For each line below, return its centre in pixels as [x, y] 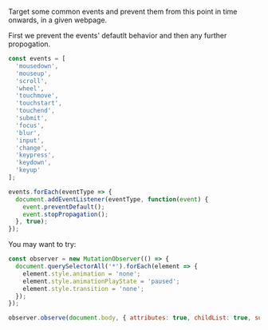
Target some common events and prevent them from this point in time [123, 12]
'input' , [30, 140]
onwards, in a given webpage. [58, 20]
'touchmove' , [37, 96]
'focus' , [30, 125]
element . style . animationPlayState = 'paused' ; [101, 281]
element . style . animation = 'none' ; [82, 274]
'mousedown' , [37, 66]
